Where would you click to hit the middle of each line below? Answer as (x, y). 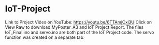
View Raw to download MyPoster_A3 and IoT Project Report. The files (74, 27)
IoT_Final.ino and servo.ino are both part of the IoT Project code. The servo (79, 32)
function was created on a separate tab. (45, 37)
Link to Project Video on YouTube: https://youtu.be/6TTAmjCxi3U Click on (79, 22)
